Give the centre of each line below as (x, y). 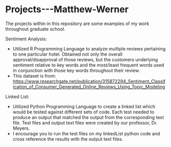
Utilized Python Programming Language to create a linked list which (84, 106)
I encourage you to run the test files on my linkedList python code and (86, 133)
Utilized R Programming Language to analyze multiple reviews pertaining (89, 48)
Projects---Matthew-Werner (67, 9)
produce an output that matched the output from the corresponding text (88, 117)
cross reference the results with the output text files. (68, 139)
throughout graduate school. (35, 29)
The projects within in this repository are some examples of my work (77, 23)
